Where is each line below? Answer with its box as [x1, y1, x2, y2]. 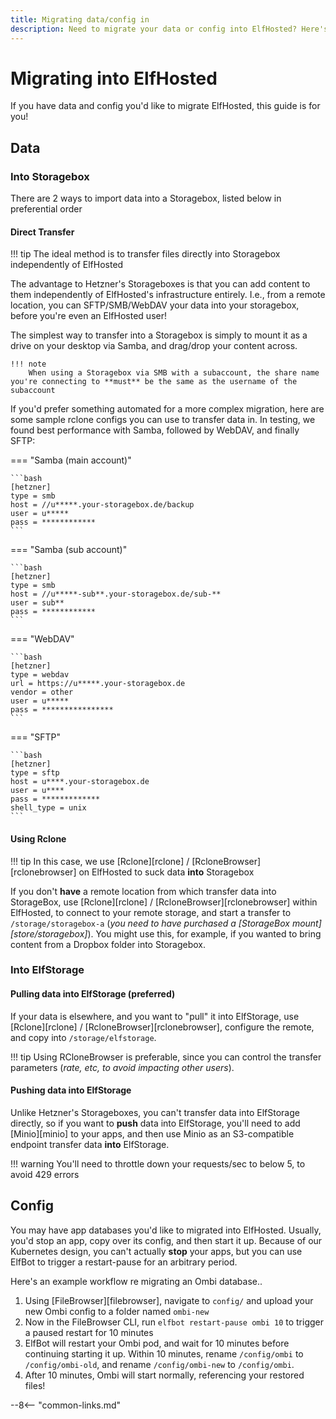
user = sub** [10, 598, 65, 608]
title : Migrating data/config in [10, 14, 150, 25]
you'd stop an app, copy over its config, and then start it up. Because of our [10, 1234, 323, 1246]
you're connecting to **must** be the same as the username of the [10, 377, 298, 387]
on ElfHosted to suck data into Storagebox [78, 866, 255, 878]
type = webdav [10, 670, 70, 680]
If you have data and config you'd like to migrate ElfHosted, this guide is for [10, 100, 321, 112]
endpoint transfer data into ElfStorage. [10, 1138, 170, 1150]
